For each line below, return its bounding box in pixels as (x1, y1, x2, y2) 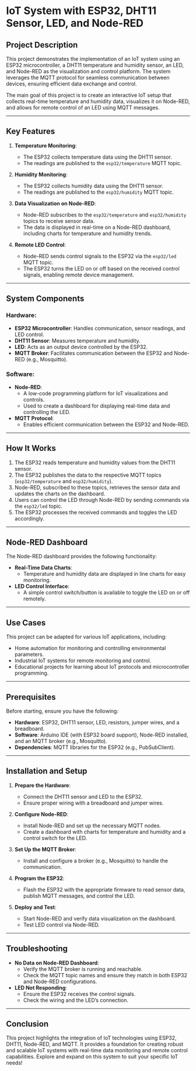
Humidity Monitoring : (14, 171, 68, 178)
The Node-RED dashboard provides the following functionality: (6, 553, 157, 560)
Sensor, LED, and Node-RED (6, 16, 144, 30)
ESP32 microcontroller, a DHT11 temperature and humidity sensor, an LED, (6, 61, 184, 69)
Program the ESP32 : (14, 874, 65, 882)
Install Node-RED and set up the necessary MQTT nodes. (23, 822, 162, 829)
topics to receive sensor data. (23, 217, 95, 224)
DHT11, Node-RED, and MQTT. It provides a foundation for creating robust (6, 1041, 184, 1048)
